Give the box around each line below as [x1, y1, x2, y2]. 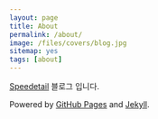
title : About [9, 22, 59, 31]
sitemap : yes [9, 47, 59, 56]
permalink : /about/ [9, 30, 83, 39]
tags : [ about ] [9, 55, 63, 64]
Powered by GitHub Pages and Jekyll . [9, 99, 150, 109]
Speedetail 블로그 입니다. [9, 81, 100, 91]
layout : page [9, 13, 59, 23]
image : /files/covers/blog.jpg [9, 38, 127, 48]
